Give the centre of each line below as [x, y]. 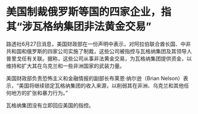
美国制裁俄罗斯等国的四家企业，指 [89, 12]
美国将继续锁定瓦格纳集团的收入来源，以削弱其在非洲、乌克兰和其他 [101, 85]
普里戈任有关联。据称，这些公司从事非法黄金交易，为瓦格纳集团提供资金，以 [99, 58]
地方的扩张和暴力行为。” [39, 93]
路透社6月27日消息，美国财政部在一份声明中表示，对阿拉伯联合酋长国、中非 [99, 44]
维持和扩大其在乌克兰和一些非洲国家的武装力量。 [65, 65]
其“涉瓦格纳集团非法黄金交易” [79, 27]
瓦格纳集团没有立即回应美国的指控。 [50, 105]
